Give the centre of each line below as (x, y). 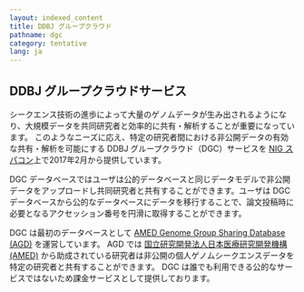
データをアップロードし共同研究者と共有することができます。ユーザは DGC (150, 190)
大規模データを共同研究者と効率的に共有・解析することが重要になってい (160, 126)
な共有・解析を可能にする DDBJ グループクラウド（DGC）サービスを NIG (147, 148)
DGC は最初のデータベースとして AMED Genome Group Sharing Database (147, 232)
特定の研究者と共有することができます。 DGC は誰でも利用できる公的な (143, 267)
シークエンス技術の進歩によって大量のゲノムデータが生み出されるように (144, 114)
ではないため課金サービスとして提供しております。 (120, 277)
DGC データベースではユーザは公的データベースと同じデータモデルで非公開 (150, 179)
